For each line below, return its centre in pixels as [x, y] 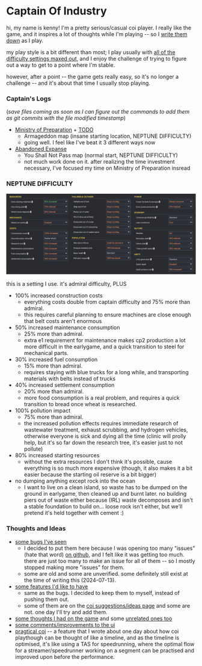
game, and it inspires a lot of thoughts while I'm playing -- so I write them [97, 34]
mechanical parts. [46, 353]
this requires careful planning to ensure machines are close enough [107, 315]
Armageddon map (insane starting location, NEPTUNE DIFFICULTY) [108, 136]
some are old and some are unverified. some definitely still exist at [106, 573]
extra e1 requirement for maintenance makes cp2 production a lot [105, 341]
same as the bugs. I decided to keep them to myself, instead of [102, 593]
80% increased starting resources [57, 455]
